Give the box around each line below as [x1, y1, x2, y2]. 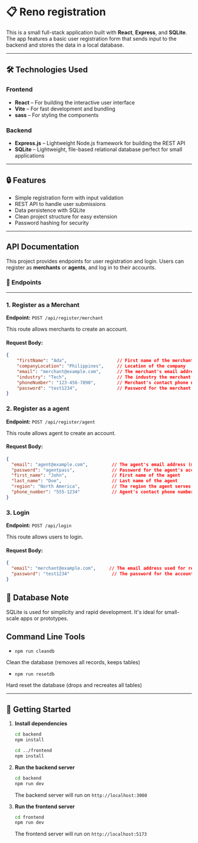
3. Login [6, 508, 30, 517]
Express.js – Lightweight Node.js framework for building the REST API [14, 139, 186, 146]
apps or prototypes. [20, 615, 69, 622]
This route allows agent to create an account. [6, 429, 116, 436]
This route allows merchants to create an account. [6, 326, 128, 333]
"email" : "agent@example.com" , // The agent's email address [11, 462, 186, 468]
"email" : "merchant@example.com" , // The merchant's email [16, 368, 178, 374]
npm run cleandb [14, 648, 55, 655]
